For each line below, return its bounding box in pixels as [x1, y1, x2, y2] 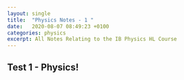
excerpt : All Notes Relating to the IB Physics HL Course [7, 36, 177, 43]
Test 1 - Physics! [7, 61, 79, 73]
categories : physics [7, 29, 67, 37]
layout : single [7, 10, 51, 17]
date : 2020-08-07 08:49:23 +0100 [7, 23, 110, 30]
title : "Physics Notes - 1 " [7, 17, 94, 23]
